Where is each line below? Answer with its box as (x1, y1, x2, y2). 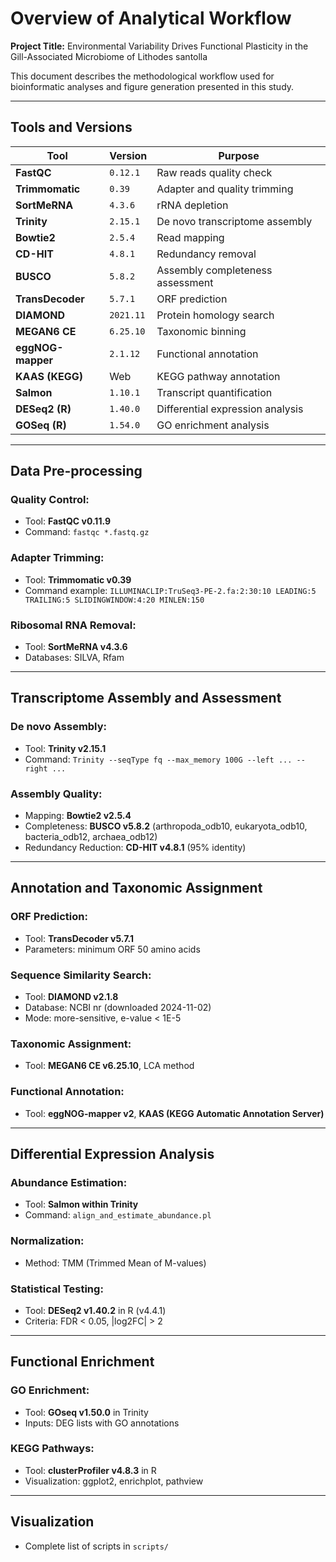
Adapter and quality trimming (156, 182, 294, 196)
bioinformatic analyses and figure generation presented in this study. (10, 80, 295, 92)
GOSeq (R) (15, 418, 67, 432)
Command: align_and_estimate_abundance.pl (24, 1209, 212, 1221)
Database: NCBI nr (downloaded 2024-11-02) (24, 1002, 212, 1013)
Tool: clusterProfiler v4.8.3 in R (24, 1464, 157, 1476)
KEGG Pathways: (10, 1442, 95, 1456)
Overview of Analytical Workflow (10, 7, 292, 30)
